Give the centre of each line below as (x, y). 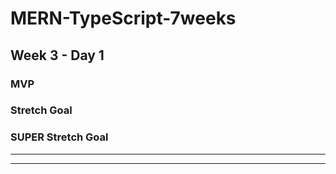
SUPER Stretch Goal (59, 137)
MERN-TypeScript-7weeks (123, 18)
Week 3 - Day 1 (57, 55)
